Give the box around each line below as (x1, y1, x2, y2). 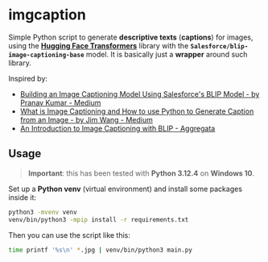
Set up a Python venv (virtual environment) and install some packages (8, 184, 243, 193)
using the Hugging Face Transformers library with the (8, 40, 189, 50)
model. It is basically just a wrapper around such (85, 49, 248, 59)
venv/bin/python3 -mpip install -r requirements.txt (8, 215, 189, 223)
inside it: (8, 192, 37, 202)
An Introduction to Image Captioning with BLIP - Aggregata (19, 123, 216, 133)
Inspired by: (8, 73, 48, 83)
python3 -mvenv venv (8, 208, 78, 216)
